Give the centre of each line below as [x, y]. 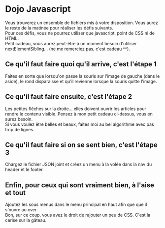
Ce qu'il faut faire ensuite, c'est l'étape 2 [68, 97]
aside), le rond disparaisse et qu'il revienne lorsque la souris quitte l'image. [81, 81]
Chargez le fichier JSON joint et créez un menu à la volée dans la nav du [79, 164]
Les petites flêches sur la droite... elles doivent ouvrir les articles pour [76, 109]
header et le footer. [25, 170]
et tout [16, 193]
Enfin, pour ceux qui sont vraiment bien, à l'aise [80, 185]
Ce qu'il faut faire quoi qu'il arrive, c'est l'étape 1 [81, 64]
